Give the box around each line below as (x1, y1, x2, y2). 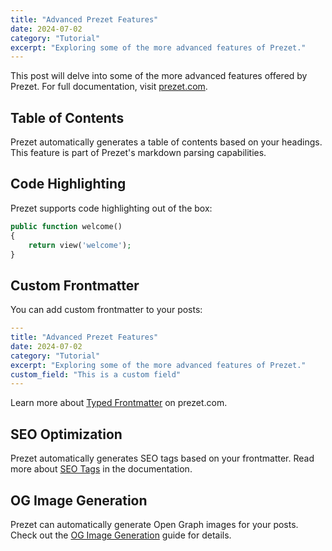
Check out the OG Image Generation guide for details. (10, 529, 232, 541)
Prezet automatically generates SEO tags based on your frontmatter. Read (10, 452, 315, 465)
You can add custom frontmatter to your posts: (10, 304, 203, 316)
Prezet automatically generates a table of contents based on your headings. (10, 136, 323, 148)
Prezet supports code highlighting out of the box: (10, 202, 213, 214)
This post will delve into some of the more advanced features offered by (10, 70, 308, 82)
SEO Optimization (10, 426, 123, 443)
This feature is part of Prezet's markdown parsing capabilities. (10, 147, 267, 159)
